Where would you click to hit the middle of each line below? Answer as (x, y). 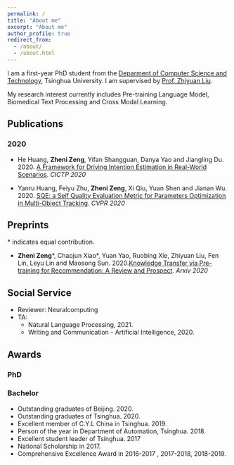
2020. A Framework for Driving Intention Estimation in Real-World (112, 167)
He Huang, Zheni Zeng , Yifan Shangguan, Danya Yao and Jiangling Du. (121, 159)
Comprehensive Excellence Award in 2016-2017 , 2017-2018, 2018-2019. (122, 453)
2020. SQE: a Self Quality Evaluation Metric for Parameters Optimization (122, 195)
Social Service (39, 293)
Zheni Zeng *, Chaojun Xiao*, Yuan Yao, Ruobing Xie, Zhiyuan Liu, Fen (118, 256)
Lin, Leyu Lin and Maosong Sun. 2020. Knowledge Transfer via (108, 263)
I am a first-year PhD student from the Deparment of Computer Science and (117, 73)
